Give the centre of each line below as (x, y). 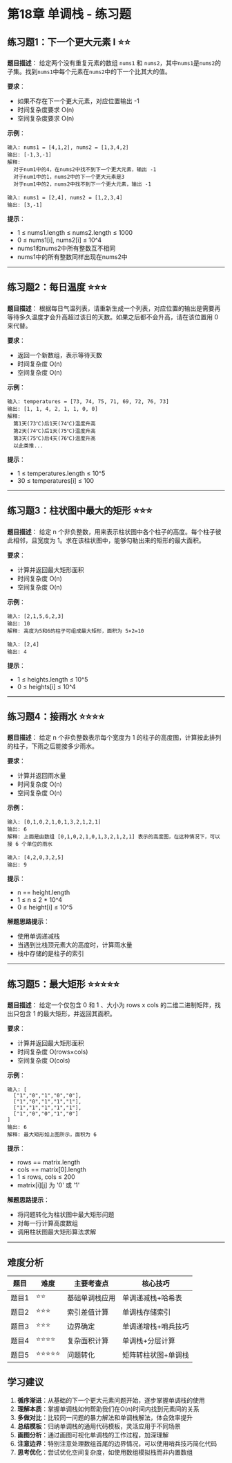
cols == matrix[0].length (51, 1170)
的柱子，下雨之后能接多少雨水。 (52, 746)
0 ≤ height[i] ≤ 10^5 (45, 907)
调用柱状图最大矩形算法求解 (57, 1232)
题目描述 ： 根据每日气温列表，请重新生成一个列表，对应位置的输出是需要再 (114, 308)
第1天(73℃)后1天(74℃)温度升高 (55, 423)
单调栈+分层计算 (149, 1340)
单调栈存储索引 (146, 1312)
